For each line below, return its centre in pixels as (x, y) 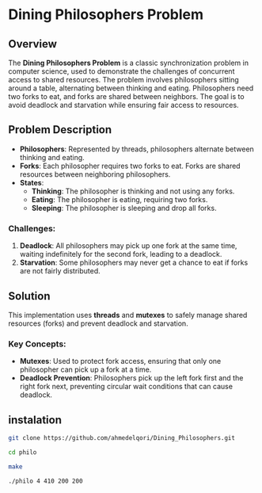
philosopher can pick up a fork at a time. (85, 369)
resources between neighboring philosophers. (95, 174)
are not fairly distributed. (60, 271)
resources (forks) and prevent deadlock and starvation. (98, 323)
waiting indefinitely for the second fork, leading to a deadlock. (121, 254)
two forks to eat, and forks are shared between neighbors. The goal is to (126, 96)
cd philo (23, 452)
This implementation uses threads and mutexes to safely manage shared (128, 315)
